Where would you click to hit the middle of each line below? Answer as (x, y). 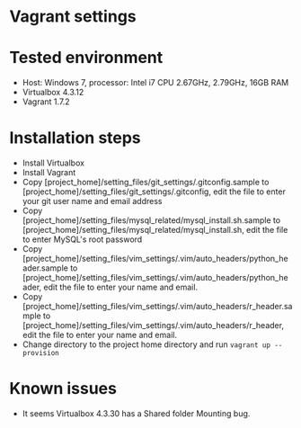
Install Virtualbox (53, 163)
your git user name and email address (92, 201)
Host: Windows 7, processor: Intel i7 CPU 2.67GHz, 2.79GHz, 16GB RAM (155, 83)
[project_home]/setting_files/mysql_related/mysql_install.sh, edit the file (155, 230)
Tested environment (86, 58)
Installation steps (75, 138)
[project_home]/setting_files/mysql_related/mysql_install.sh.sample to (151, 220)
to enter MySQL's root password (82, 239)
